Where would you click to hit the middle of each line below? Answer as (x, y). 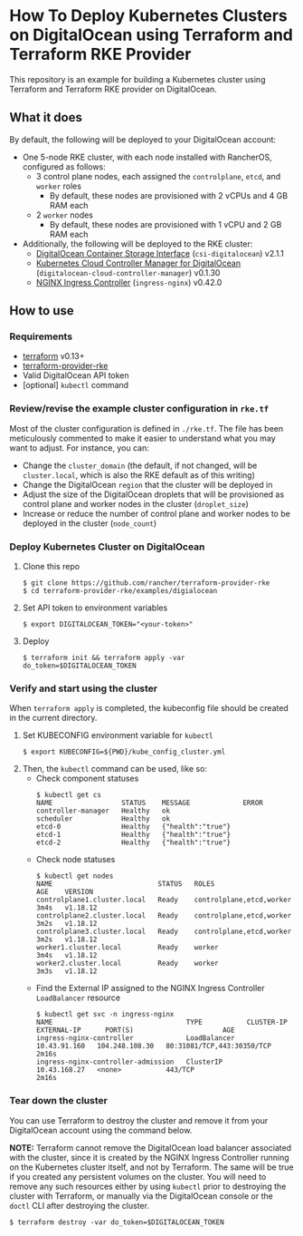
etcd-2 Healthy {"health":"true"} (133, 843)
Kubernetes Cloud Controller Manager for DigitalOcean (138, 263)
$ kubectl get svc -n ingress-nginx (105, 1015)
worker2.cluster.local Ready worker (127, 963)
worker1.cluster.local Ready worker (127, 948)
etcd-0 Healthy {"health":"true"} (133, 827)
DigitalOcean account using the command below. (101, 1130)
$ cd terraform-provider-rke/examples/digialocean (120, 591)
